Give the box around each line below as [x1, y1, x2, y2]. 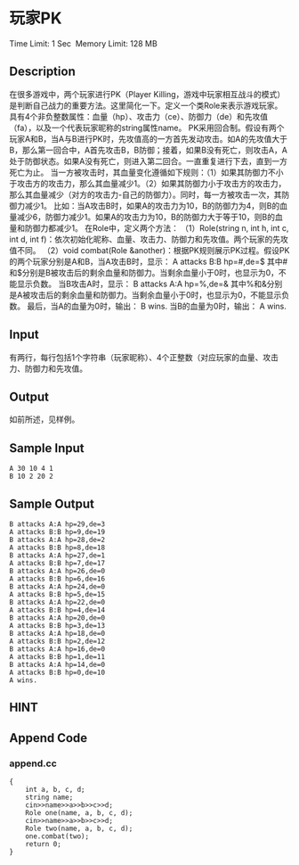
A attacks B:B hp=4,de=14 [9, 605, 105, 614]
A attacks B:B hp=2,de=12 [9, 637, 105, 646]
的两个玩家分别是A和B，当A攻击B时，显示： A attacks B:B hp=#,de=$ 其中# [9, 256, 288, 267]
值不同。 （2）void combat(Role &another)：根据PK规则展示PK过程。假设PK [9, 244, 290, 255]
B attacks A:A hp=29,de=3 [9, 520, 105, 529]
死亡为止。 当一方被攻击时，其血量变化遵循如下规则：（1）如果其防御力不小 [9, 167, 284, 177]
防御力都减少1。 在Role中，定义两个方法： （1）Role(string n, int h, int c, [24, 222, 289, 233]
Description [9, 64, 76, 79]
